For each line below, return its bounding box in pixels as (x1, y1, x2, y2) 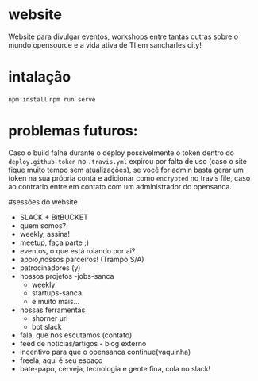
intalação (8, 68, 71, 86)
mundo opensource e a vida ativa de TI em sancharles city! (8, 40, 202, 49)
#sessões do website (8, 196, 78, 207)
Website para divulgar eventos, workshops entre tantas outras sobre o (8, 32, 239, 41)
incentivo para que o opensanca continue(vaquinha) (19, 347, 191, 356)
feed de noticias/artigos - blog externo (19, 338, 147, 348)
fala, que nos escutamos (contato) (19, 330, 133, 340)
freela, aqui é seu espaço (19, 355, 103, 365)
